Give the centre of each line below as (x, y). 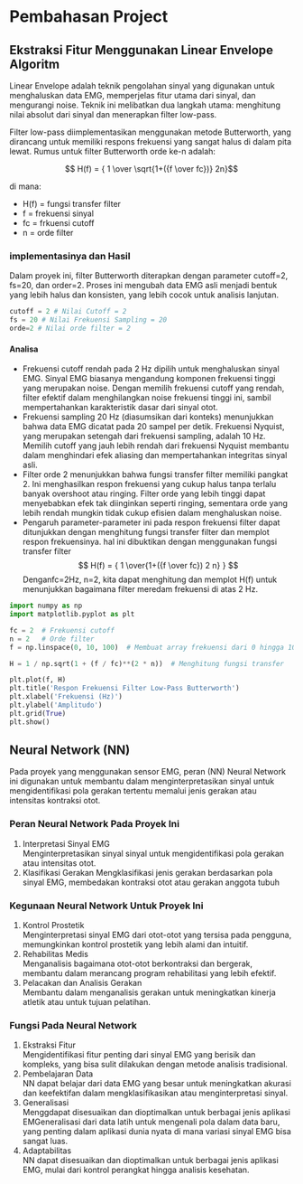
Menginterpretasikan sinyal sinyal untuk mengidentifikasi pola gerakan (153, 853)
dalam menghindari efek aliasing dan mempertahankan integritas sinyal (155, 456)
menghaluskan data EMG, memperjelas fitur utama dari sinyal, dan (133, 95)
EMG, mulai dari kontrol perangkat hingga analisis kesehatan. (136, 1170)
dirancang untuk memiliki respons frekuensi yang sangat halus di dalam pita (151, 141)
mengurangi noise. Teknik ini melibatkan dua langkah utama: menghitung (145, 105)
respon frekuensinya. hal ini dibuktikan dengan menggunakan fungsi (150, 542)
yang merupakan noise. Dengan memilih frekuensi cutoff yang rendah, (153, 388)
